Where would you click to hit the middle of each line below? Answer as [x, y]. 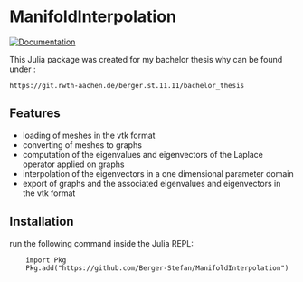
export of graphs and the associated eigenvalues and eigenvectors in [151, 183]
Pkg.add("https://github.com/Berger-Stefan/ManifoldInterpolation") [157, 268]
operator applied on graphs [73, 164]
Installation [42, 222]
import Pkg [46, 260]
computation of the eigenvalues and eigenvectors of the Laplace [143, 154]
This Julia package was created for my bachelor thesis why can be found [146, 59]
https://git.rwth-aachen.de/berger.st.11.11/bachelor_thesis [127, 85]
